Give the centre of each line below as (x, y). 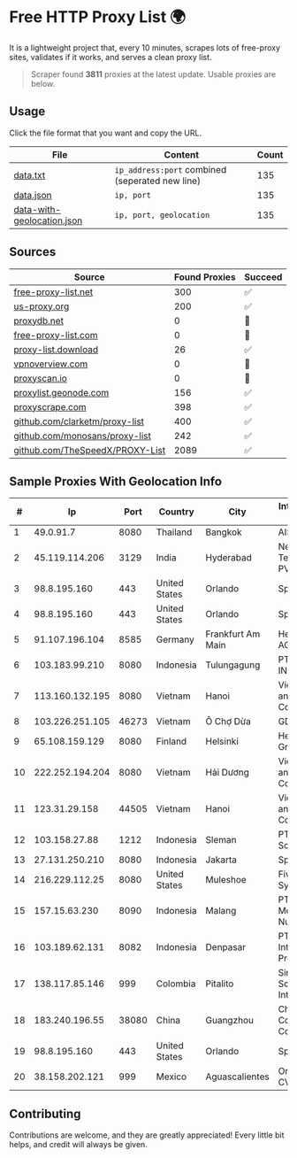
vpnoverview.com (51, 364)
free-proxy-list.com (56, 335)
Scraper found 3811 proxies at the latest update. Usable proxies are (153, 74)
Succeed (263, 277)
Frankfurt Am (233, 634)
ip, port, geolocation (162, 215)
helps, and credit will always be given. (78, 1145)
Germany (175, 640)
